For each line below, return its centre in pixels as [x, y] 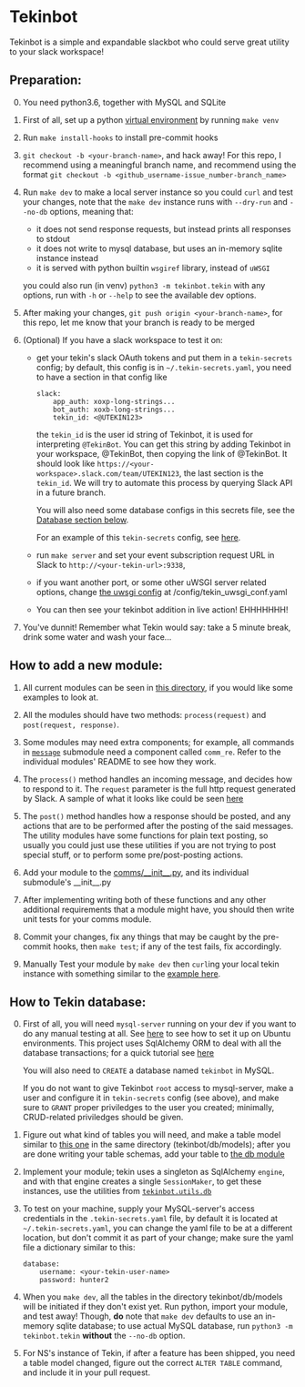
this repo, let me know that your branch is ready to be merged [138, 322]
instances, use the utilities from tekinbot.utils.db [117, 1191]
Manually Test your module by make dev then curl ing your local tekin [151, 964]
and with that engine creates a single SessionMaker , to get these [142, 1181]
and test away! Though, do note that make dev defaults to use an [143, 1316]
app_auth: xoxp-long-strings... [114, 401]
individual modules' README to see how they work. [119, 761]
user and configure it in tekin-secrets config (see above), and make [151, 1098]
